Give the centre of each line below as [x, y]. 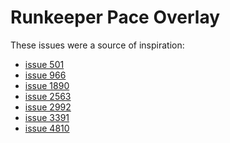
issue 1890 [47, 85]
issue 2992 [48, 107]
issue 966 [45, 75]
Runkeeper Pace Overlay [115, 17]
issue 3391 [47, 117]
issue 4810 [47, 128]
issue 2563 [48, 96]
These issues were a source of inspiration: [97, 45]
